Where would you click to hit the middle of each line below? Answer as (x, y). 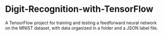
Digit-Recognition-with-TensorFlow (79, 9)
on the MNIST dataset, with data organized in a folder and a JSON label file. (81, 28)
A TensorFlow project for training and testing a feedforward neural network (81, 23)
